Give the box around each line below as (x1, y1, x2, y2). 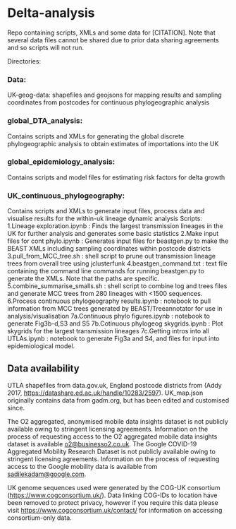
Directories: (7, 57, 41, 65)
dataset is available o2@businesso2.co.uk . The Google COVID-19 (7, 439, 197, 448)
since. (7, 403, 25, 412)
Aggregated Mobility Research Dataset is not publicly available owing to (7, 447, 216, 456)
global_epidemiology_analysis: (7, 157, 116, 167)
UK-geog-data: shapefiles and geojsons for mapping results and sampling (7, 90, 222, 100)
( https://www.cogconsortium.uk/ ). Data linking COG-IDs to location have (7, 491, 218, 499)
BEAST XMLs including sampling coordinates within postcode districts (7, 244, 211, 253)
